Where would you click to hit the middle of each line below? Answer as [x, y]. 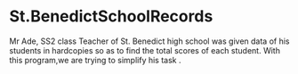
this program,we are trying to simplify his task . [95, 60]
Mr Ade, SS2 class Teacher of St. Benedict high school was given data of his [149, 41]
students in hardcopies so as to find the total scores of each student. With [145, 50]
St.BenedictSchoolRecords [111, 16]
